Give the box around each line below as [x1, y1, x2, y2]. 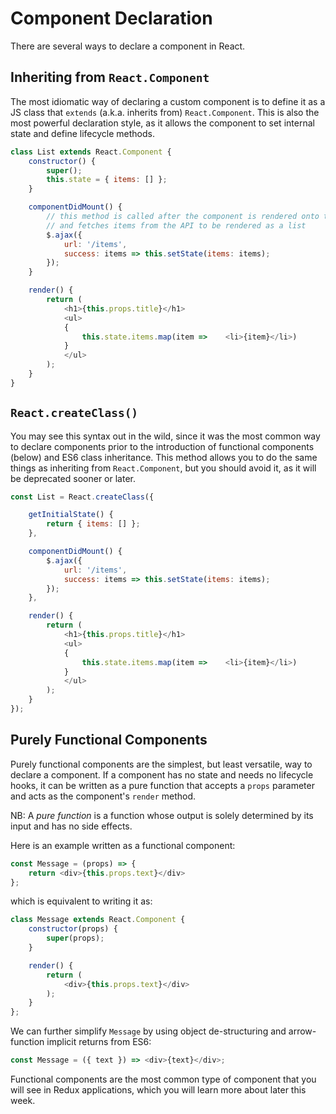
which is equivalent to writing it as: [10, 895, 153, 907]
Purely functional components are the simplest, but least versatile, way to [10, 758, 313, 770]
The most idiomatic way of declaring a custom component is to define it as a [10, 95, 326, 107]
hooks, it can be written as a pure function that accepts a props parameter [10, 779, 315, 791]
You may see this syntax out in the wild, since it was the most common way [10, 430, 321, 442]
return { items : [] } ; [46, 519, 141, 529]
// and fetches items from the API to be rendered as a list [46, 220, 307, 231]
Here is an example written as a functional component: [10, 839, 236, 851]
